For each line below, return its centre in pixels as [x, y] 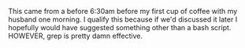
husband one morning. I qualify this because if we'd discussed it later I [123, 19]
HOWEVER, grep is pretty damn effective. [76, 36]
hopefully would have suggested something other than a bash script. [120, 27]
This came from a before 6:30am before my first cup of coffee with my [123, 11]
